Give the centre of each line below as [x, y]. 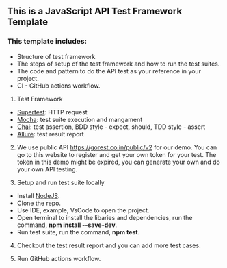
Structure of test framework [56, 56]
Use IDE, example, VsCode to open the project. [83, 210]
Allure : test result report [50, 134]
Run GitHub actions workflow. [59, 258]
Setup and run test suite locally [61, 182]
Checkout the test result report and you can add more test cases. [109, 245]
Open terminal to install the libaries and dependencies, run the [105, 217]
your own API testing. [47, 169]
